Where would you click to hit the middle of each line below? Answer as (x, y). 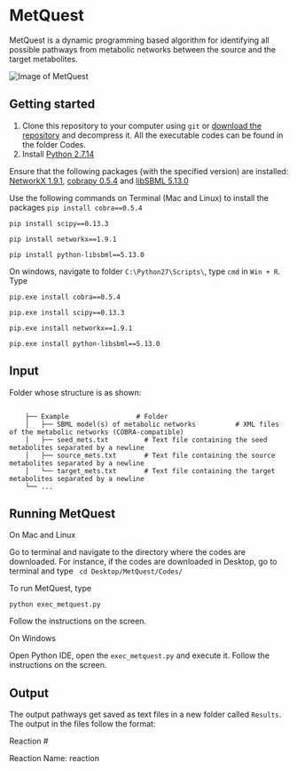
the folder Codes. (54, 144)
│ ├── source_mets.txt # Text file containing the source (150, 455)
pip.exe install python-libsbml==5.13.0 (85, 343)
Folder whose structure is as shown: (75, 392)
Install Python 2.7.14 (58, 154)
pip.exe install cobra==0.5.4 (65, 297)
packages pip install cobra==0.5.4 (76, 207)
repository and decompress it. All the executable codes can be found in (152, 135)
